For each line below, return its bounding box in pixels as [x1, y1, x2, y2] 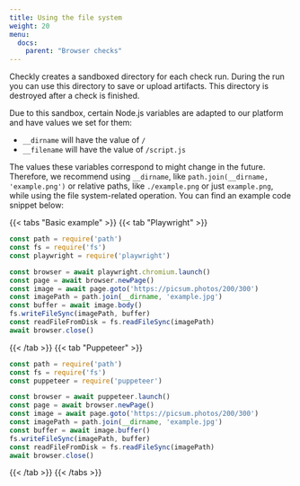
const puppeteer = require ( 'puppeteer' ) [9, 376, 163, 385]
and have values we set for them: [9, 118, 133, 128]
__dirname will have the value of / [22, 135, 146, 146]
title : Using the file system [9, 13, 123, 22]
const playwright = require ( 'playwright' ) [9, 251, 171, 261]
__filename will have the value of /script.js [22, 145, 187, 155]
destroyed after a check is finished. [9, 91, 140, 102]
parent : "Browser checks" [25, 47, 123, 56]
